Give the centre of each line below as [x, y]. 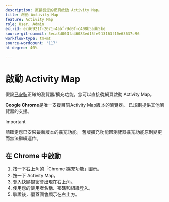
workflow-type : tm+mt [28, 39]
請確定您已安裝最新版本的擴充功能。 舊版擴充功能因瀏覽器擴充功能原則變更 [84, 132]
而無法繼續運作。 [23, 138]
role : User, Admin [25, 24]
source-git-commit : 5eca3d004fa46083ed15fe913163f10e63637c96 [72, 34]
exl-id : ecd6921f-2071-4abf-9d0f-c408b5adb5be [55, 29]
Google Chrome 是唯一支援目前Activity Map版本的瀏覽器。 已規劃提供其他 [82, 105]
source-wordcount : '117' [31, 43]
